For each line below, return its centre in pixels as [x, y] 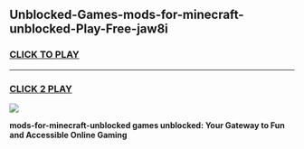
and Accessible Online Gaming [68, 135]
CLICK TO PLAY [44, 55]
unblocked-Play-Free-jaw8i [89, 29]
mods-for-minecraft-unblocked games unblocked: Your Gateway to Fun [147, 125]
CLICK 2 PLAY [41, 88]
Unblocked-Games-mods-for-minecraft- [127, 15]
